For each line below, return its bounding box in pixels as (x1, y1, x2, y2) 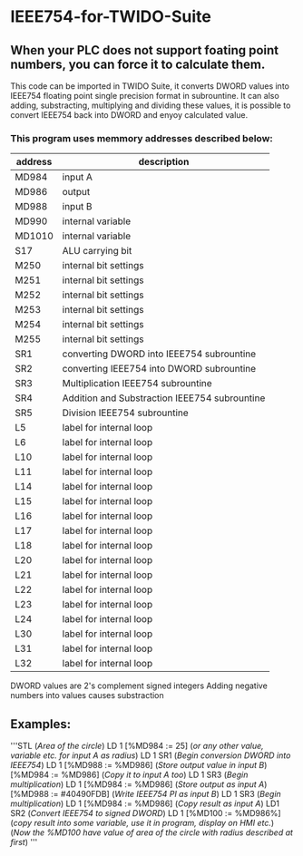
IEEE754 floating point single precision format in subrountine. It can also (10, 91, 279, 101)
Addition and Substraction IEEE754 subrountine (62, 392, 266, 404)
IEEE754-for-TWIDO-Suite (10, 6, 211, 27)
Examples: (10, 716, 72, 732)
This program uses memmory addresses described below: (10, 131, 273, 144)
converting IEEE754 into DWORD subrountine (62, 363, 257, 375)
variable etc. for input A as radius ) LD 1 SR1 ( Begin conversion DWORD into (10, 750, 291, 761)
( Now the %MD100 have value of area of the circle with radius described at (10, 827, 294, 838)
